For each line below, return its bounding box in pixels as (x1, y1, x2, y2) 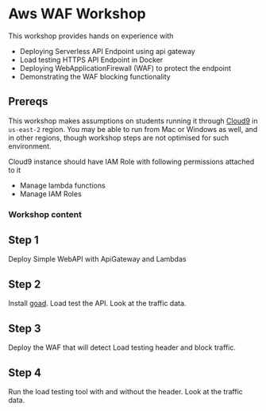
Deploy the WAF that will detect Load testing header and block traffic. (8, 343, 237, 352)
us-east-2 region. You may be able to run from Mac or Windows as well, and (8, 124, 258, 134)
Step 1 (8, 234, 40, 247)
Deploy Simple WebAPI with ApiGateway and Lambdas (8, 254, 187, 264)
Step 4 (8, 366, 42, 379)
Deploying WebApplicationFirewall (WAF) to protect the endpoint (19, 63, 232, 72)
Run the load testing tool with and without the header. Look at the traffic (8, 386, 244, 396)
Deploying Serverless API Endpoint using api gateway (19, 46, 196, 56)
